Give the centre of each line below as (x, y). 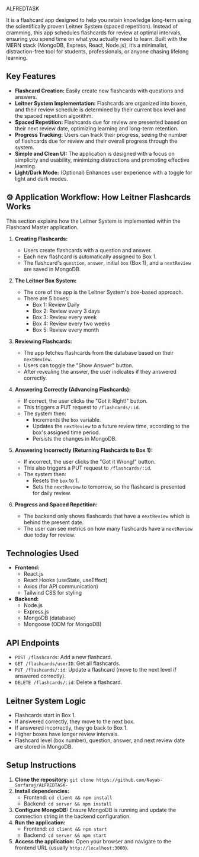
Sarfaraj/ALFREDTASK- (41, 785)
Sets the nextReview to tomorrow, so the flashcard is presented (109, 487)
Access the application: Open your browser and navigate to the (93, 841)
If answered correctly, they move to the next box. (75, 721)
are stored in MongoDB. (44, 747)
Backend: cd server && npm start (65, 835)
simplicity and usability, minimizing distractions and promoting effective (102, 160)
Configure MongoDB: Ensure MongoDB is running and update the (95, 810)
